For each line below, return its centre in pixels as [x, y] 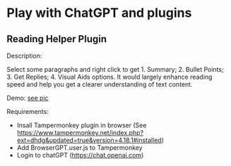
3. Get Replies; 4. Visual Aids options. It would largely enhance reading [109, 77]
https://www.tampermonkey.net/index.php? [80, 133]
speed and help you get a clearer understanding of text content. [100, 84]
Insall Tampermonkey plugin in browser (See [82, 125]
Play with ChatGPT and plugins [99, 13]
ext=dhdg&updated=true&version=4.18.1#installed [89, 140]
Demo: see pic [28, 98]
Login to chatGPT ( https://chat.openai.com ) [80, 155]
